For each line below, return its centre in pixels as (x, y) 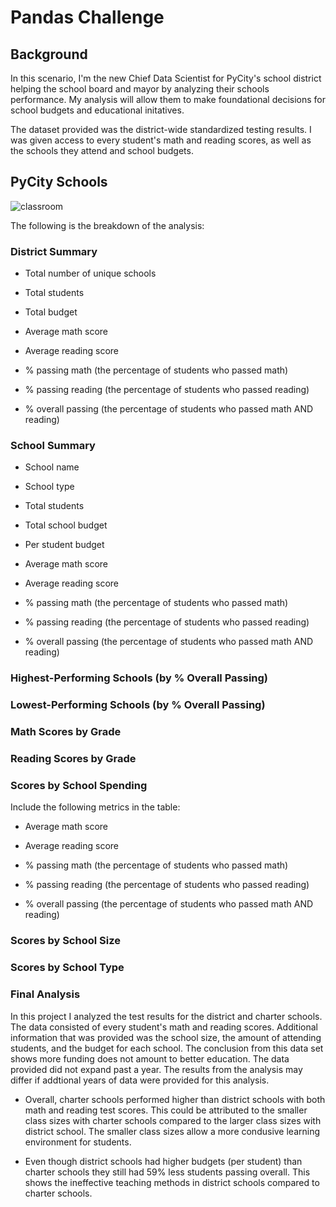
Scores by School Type (67, 968)
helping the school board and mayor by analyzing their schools (140, 89)
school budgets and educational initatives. (97, 110)
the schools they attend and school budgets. (102, 150)
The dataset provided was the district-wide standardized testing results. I (161, 129)
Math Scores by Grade (66, 732)
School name (52, 467)
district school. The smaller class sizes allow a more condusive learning (172, 1131)
